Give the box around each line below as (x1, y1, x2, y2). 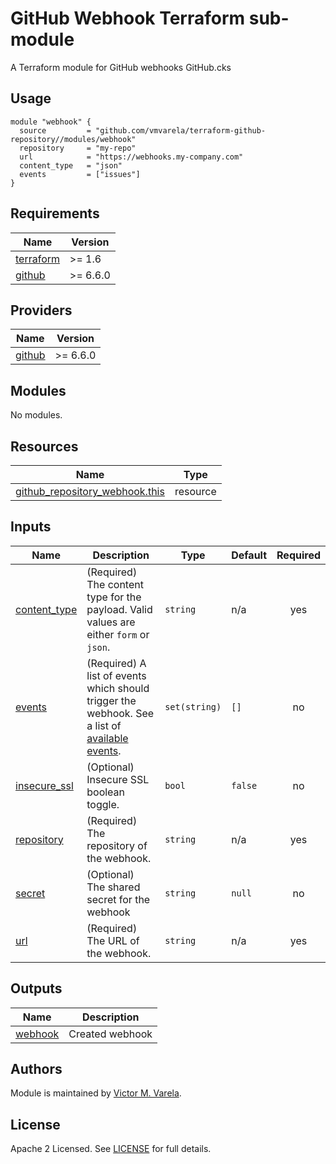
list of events (86, 668, 147, 682)
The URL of (86, 933, 140, 947)
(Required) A (86, 656, 147, 670)
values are (86, 615, 136, 629)
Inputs (10, 518, 52, 536)
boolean (86, 785, 126, 799)
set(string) (164, 701, 222, 712)
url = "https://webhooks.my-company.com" (19, 152, 244, 162)
